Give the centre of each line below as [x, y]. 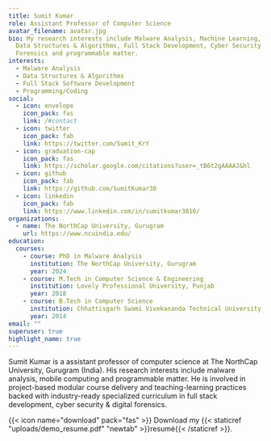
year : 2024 [48, 271]
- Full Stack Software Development [75, 83]
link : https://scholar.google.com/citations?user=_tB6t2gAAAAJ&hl [137, 166]
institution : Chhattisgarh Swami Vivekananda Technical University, [147, 309]
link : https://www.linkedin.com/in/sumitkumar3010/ [111, 211]
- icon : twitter [43, 128]
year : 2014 [48, 316]
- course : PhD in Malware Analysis [83, 256]
